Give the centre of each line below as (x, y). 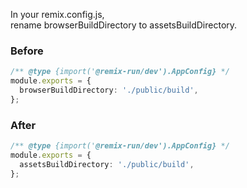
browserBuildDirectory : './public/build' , (109, 90)
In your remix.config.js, (57, 14)
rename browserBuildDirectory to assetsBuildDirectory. (124, 25)
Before (27, 51)
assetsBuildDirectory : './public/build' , (107, 164)
